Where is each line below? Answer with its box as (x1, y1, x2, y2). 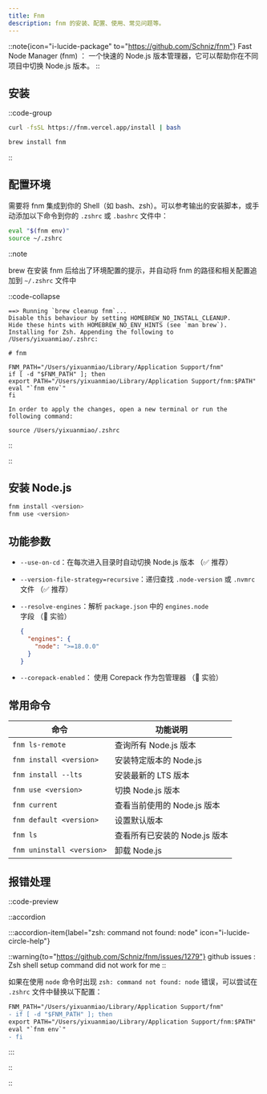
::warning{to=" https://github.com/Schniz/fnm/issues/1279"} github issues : (8, 952, 257, 961)
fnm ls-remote (12, 740, 67, 750)
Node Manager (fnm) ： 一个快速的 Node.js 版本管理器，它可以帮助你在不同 (8, 51, 259, 60)
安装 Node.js (8, 481, 72, 495)
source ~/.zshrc (8, 234, 63, 242)
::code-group (8, 108, 52, 118)
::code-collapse (8, 291, 60, 301)
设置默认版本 (115, 815, 164, 826)
